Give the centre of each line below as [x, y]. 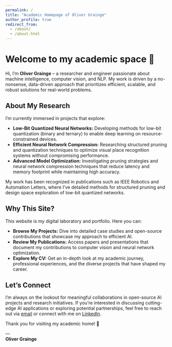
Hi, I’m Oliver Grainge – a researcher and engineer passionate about [78, 73]
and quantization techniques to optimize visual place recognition [81, 150]
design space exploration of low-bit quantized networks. [65, 192]
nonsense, [16, 84]
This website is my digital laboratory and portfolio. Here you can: [74, 221]
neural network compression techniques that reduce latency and [81, 166]
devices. [48, 139]
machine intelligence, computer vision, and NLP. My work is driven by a [81, 79]
